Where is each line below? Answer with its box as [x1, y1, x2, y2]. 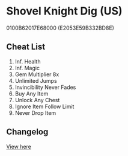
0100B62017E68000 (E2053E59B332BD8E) [6, 24, 114, 31]
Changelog [6, 127, 49, 137]
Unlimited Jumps [14, 77, 57, 84]
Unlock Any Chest [14, 96, 60, 103]
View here [6, 143, 31, 150]
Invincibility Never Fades [14, 83, 76, 91]
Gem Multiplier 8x [14, 71, 59, 78]
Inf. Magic [14, 64, 40, 71]
